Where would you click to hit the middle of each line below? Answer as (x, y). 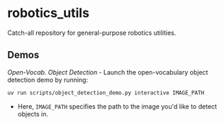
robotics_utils (49, 13)
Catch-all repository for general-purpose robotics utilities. (92, 33)
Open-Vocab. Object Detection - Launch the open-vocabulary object (108, 72)
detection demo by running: (48, 80)
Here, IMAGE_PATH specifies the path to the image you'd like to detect (117, 106)
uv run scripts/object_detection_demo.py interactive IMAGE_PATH (106, 93)
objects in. (33, 114)
